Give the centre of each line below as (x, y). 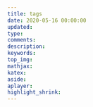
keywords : (22, 53)
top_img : (20, 60)
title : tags (25, 14)
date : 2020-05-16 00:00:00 (47, 20)
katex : (17, 73)
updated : (20, 27)
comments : (22, 40)
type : (15, 33)
